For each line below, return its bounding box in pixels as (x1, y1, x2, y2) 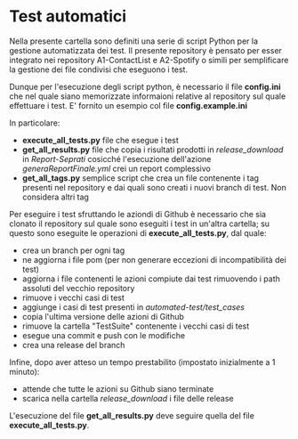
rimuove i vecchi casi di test (21, 292, 125, 303)
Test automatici (9, 6, 127, 27)
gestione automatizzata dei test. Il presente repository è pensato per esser (9, 45, 283, 55)
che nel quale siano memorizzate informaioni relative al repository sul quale (9, 91, 286, 102)
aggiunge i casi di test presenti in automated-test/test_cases (21, 301, 245, 313)
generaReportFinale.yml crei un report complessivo (21, 163, 211, 174)
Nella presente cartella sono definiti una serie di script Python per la (9, 36, 259, 46)
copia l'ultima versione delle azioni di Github (21, 311, 185, 321)
